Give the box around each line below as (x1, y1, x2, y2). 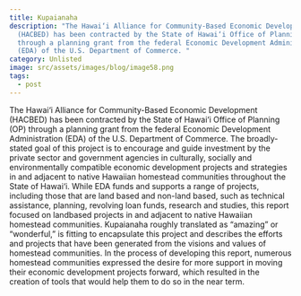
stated (9, 143, 33, 153)
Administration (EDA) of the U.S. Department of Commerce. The (9, 133, 245, 144)
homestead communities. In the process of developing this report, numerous (9, 248, 292, 258)
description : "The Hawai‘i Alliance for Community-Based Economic (9, 22, 262, 30)
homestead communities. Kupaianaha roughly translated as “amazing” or (9, 219, 279, 230)
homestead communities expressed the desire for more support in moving (9, 257, 283, 267)
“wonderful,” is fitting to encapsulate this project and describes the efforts (9, 228, 283, 239)
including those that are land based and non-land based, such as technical (9, 190, 285, 201)
